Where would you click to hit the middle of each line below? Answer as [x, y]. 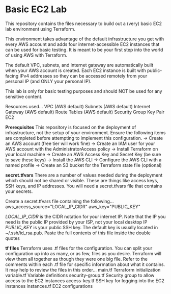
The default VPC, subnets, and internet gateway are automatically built [79, 65]
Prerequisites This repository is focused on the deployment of [71, 127]
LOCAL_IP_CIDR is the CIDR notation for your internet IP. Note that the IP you [85, 216]
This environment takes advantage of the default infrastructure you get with [85, 39]
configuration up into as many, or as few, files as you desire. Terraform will [83, 253]
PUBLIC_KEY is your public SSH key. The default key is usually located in [82, 227]
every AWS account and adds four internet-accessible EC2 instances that [82, 44]
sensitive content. [24, 96]
